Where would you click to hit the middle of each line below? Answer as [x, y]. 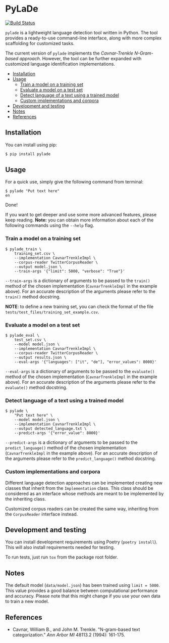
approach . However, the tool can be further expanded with [80, 58]
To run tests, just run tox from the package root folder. [62, 557]
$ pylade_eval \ [22, 336]
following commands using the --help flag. [50, 225]
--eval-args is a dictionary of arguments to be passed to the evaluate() [80, 372]
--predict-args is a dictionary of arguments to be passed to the [71, 442]
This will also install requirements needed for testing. [60, 547]
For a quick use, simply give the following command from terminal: [74, 182]
